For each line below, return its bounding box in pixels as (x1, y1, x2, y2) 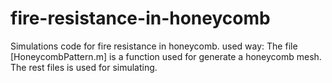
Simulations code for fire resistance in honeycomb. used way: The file (10, 40, 298, 52)
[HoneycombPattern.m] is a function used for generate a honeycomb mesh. (10, 50, 322, 62)
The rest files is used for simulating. (10, 61, 158, 73)
